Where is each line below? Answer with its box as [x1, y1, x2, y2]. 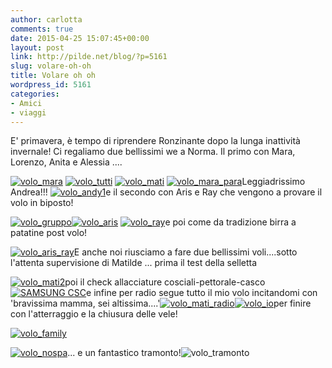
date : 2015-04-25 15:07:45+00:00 [10, 33, 150, 43]
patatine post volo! [10, 227, 88, 239]
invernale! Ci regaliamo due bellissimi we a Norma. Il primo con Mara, [10, 146, 296, 158]
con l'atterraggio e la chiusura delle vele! [10, 308, 178, 320]
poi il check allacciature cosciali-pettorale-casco [64, 276, 266, 288]
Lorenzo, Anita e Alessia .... [10, 156, 123, 168]
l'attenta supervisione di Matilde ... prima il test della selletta [10, 257, 258, 269]
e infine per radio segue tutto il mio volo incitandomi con [86, 287, 318, 299]
